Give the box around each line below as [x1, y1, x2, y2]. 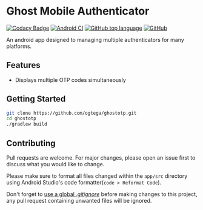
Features [6, 60, 41, 70]
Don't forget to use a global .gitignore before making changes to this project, [6, 191, 198, 198]
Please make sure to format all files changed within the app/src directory [6, 172, 188, 180]
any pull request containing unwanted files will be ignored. [6, 197, 152, 204]
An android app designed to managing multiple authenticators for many [6, 36, 185, 43]
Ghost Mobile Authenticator [6, 4, 150, 18]
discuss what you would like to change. [6, 161, 105, 168]
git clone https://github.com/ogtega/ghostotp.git [6, 110, 137, 116]
